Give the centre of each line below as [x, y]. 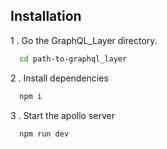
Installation [46, 16]
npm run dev [44, 134]
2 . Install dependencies [59, 78]
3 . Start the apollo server [63, 115]
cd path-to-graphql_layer [73, 59]
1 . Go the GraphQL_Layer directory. [84, 40]
